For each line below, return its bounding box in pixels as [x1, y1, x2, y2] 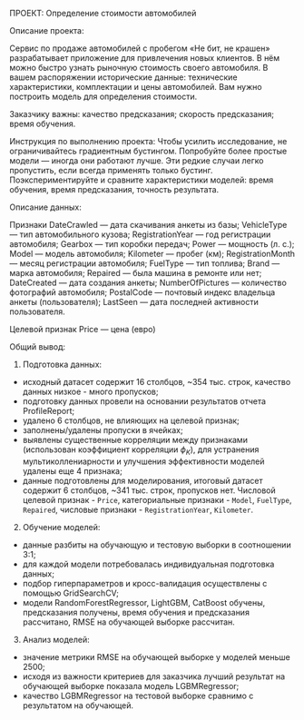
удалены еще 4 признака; [22, 465, 123, 476]
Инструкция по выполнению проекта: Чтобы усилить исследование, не [9, 136, 288, 146]
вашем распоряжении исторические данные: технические [9, 72, 238, 83]
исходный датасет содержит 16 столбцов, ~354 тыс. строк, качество [22, 377, 291, 387]
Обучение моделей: [22, 521, 101, 532]
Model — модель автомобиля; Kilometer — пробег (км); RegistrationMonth [9, 249, 296, 259]
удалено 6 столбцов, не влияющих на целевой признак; [22, 415, 240, 426]
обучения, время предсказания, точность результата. [9, 184, 220, 194]
